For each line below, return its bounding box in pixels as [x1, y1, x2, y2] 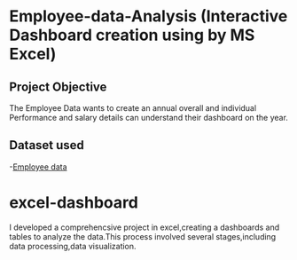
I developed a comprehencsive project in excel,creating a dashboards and [9, 222, 280, 232]
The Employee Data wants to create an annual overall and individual [9, 103, 257, 113]
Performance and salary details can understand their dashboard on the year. [9, 113, 288, 122]
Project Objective [9, 79, 107, 94]
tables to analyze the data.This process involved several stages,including [9, 231, 277, 241]
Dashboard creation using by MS [9, 25, 255, 45]
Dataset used [9, 138, 84, 153]
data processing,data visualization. [9, 240, 137, 251]
